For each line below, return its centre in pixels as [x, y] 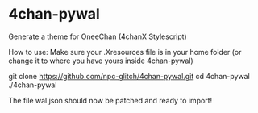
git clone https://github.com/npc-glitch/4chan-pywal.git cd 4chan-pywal [129, 76]
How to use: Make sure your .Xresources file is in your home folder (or [125, 52]
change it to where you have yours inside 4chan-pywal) [101, 61]
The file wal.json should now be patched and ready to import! [110, 100]
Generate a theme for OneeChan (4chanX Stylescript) [98, 36]
